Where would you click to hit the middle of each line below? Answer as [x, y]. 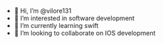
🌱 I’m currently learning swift [56, 25]
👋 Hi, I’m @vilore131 [43, 11]
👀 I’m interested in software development [74, 18]
